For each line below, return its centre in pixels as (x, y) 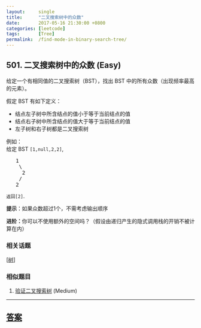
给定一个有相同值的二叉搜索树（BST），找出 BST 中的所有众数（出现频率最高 (100, 81)
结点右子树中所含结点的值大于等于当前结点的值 (72, 121)
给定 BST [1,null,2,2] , (35, 149)
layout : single (31, 12)
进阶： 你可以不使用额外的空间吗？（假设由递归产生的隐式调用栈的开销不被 (98, 221)
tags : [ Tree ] (31, 34)
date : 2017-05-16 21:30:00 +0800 (56, 23)
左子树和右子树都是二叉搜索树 (51, 129)
